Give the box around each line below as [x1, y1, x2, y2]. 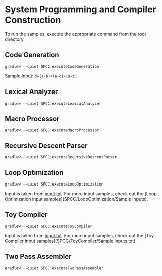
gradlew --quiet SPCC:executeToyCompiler [5, 224, 93, 229]
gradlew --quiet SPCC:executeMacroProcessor [5, 128, 99, 133]
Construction [5, 14, 61, 26]
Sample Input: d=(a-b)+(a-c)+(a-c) [5, 73, 77, 79]
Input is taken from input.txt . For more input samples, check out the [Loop [5, 191, 157, 197]
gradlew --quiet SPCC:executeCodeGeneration [5, 64, 99, 69]
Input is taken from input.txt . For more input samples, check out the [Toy [5, 232, 154, 238]
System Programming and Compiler [5, 4, 156, 15]
